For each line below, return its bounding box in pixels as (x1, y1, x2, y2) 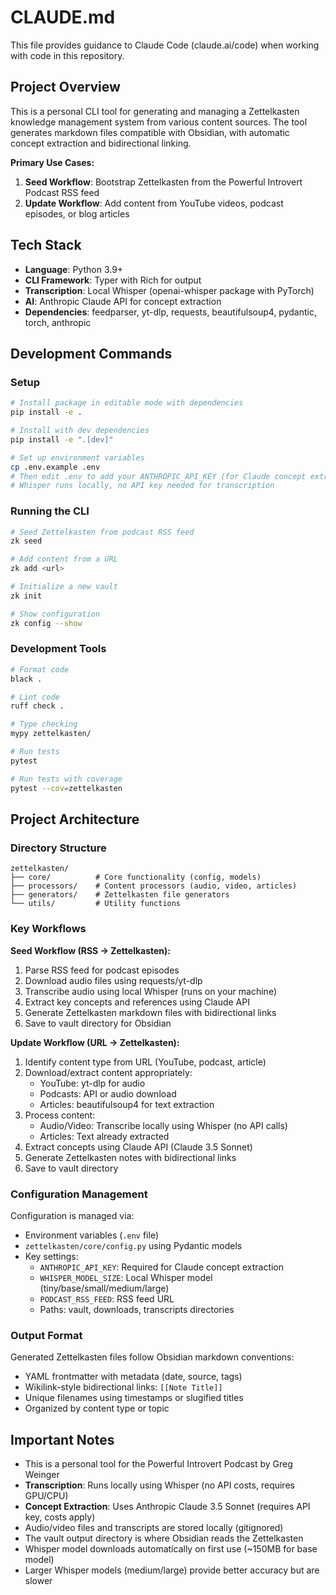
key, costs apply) (24, 1511, 96, 1523)
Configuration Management (10, 1187, 148, 1201)
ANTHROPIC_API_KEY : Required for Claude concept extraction (39, 1261, 285, 1273)
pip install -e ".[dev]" (10, 434, 114, 445)
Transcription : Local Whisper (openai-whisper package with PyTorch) (24, 284, 315, 296)
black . (10, 674, 43, 684)
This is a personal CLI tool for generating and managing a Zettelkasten (10, 105, 300, 117)
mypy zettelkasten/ (10, 729, 92, 739)
